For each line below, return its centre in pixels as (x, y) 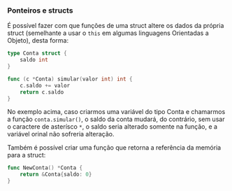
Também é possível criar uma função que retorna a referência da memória (114, 148)
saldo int (34, 60)
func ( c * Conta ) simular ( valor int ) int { (70, 79)
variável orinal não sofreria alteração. (61, 134)
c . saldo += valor (45, 85)
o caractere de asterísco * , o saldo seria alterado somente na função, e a (113, 127)
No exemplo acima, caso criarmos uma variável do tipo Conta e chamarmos (116, 112)
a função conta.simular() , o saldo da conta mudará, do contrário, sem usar (116, 119)
